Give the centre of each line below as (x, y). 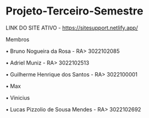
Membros (17, 39)
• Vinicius (18, 98)
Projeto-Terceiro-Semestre (74, 11)
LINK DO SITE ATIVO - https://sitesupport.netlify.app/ (72, 28)
